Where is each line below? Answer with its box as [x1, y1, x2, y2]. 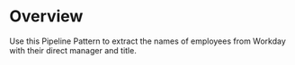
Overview [9, 6, 84, 27]
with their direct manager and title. [9, 45, 137, 55]
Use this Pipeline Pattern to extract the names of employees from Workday [9, 36, 286, 46]
